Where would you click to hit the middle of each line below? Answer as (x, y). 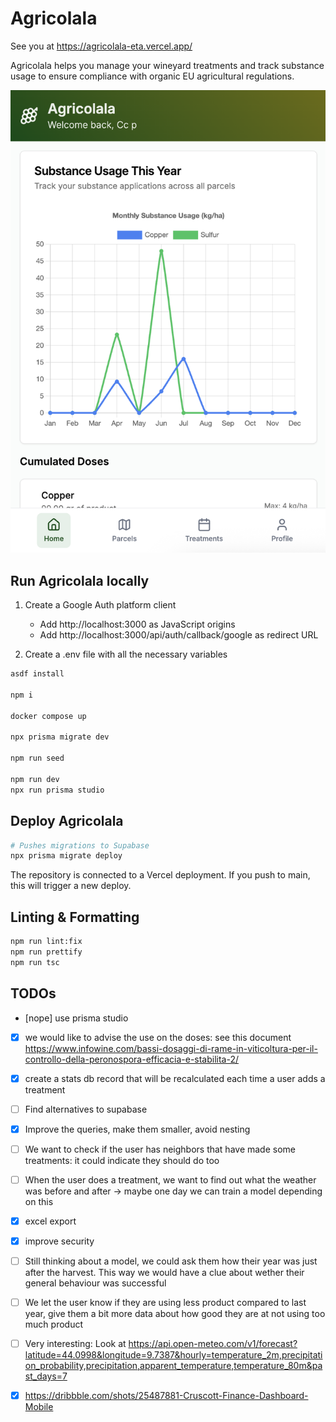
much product (53, 1324)
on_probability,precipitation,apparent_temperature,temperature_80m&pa (173, 1366)
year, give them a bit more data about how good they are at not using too (175, 1314)
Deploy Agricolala (67, 821)
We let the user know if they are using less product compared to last (165, 1303)
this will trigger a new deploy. (71, 886)
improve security (59, 1241)
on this (39, 1201)
